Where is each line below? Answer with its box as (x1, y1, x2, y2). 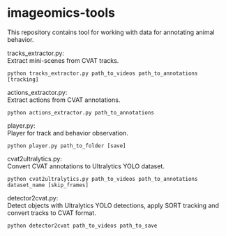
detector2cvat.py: (7, 193, 59, 202)
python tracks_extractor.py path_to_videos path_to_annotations (7, 70, 198, 77)
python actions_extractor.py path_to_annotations (7, 109, 155, 116)
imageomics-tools (7, 5, 115, 21)
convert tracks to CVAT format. (7, 208, 96, 217)
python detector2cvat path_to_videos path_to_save (7, 222, 158, 229)
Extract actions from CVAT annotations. (7, 96, 121, 104)
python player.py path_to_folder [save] (7, 142, 127, 149)
